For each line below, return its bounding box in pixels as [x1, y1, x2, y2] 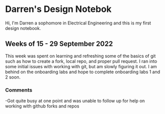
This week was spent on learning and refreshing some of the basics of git [5, 53, 156, 59]
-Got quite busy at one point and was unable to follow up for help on [5, 98, 145, 104]
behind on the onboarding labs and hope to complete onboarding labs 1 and [5, 69, 161, 75]
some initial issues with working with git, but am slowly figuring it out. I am [5, 63, 158, 69]
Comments [5, 86, 32, 93]
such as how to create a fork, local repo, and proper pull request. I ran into [5, 58, 158, 64]
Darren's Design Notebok [5, 3, 112, 15]
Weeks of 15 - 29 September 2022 [5, 40, 113, 48]
